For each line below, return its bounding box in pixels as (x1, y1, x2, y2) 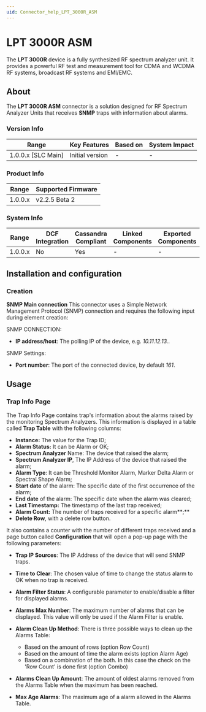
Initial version (69, 151, 109, 159)
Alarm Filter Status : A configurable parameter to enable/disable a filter (15, 588, 195, 595)
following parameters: (6, 539, 62, 546)
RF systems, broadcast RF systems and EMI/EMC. (6, 69, 133, 76)
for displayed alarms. (15, 594, 69, 602)
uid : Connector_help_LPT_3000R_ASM (6, 9, 97, 15)
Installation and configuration (6, 268, 122, 279)
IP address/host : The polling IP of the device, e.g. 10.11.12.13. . (15, 337, 170, 345)
